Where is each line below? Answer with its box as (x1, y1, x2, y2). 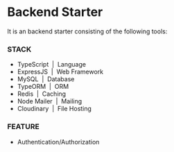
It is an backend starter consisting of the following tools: (7, 27, 168, 35)
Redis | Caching (17, 90, 67, 98)
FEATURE (7, 122, 40, 132)
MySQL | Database (17, 75, 75, 83)
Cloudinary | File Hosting (17, 105, 92, 113)
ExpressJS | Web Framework (17, 67, 104, 76)
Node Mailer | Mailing (17, 97, 82, 105)
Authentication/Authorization (17, 137, 100, 146)
